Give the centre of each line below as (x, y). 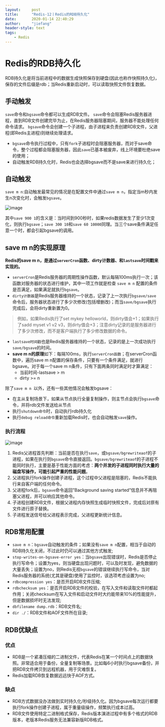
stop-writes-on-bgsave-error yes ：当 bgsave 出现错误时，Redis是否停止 (84, 557)
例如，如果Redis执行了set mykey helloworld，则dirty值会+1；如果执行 (88, 319)
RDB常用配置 (25, 532)
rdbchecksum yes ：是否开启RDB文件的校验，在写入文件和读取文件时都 (83, 588)
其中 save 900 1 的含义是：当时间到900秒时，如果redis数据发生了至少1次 (78, 218)
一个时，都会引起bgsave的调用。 (43, 230)
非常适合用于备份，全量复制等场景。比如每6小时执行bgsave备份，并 (90, 663)
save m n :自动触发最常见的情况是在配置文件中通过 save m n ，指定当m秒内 (79, 192)
